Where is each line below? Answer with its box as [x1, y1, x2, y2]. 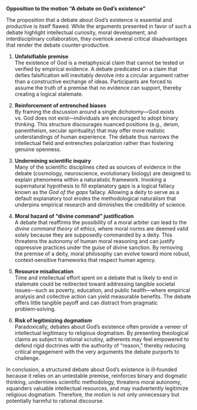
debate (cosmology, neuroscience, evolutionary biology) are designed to [14, 170, 191, 176]
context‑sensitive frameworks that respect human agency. [14, 257, 156, 263]
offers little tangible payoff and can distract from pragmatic [14, 299, 158, 306]
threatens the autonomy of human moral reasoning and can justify [14, 238, 175, 244]
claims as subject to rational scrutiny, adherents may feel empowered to [14, 336, 189, 343]
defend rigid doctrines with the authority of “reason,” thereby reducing [14, 342, 186, 349]
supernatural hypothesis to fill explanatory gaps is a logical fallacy [14, 182, 175, 189]
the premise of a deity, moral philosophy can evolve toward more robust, [14, 250, 191, 257]
